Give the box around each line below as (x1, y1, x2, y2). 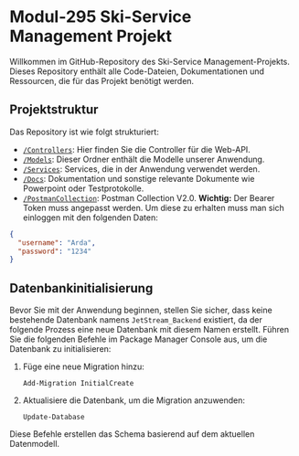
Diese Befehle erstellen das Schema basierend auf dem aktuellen (9, 429, 255, 440)
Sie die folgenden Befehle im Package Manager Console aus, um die (9, 334, 268, 345)
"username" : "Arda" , (17, 238, 96, 248)
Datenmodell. (9, 439, 60, 450)
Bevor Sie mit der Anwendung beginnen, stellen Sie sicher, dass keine (9, 304, 272, 316)
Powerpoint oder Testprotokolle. (22, 183, 144, 194)
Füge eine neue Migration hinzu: (22, 361, 144, 372)
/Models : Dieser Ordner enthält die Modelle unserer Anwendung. (22, 154, 265, 164)
